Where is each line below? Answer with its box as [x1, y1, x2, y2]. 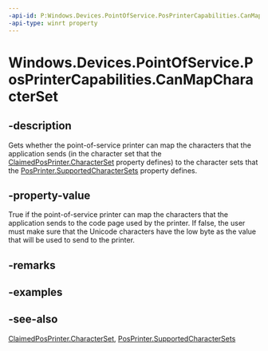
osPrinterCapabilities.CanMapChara [8, 70, 254, 89]
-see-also [8, 313, 58, 326]
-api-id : [8, 11, 37, 20]
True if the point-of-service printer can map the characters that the [8, 210, 229, 219]
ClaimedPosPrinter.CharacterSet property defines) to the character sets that [8, 157, 258, 167]
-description [8, 119, 72, 132]
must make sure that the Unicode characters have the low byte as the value [8, 227, 257, 236]
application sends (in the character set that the [8, 148, 162, 158]
